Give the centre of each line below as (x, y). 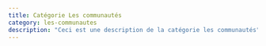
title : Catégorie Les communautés (65, 15)
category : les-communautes (53, 23)
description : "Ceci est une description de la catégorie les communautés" (134, 30)
